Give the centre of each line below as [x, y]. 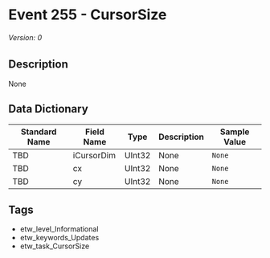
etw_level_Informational [59, 229]
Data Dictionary [48, 109]
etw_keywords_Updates [59, 238]
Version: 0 [25, 37]
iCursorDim [94, 155]
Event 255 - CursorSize [88, 15]
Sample [235, 132]
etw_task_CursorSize [55, 246]
